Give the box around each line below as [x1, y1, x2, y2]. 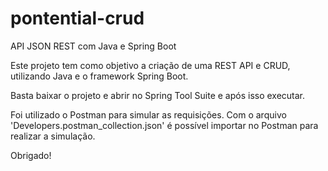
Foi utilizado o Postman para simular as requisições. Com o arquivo [10, 108, 287, 121]
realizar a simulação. [10, 130, 96, 142]
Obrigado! [10, 149, 52, 161]
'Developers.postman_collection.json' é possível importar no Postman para [10, 119, 319, 131]
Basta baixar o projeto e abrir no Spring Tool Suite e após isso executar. [10, 89, 306, 101]
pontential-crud [10, 7, 145, 30]
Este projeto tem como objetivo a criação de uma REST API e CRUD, [10, 59, 291, 71]
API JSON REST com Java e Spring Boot [10, 40, 177, 52]
